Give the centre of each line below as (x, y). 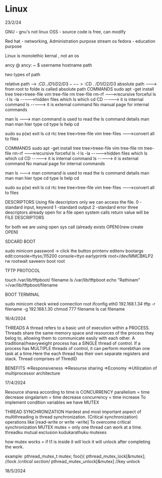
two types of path (23, 74)
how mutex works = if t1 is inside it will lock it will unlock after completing (78, 442)
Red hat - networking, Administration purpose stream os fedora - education (80, 41)
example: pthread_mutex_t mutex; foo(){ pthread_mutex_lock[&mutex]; (75, 456)
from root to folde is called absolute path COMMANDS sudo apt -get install (80, 89)
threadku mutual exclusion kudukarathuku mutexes (56, 432)
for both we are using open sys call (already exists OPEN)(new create (74, 227)
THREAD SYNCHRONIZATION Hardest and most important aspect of (73, 412)
